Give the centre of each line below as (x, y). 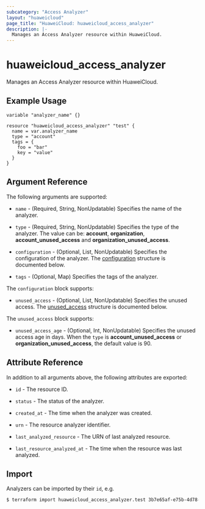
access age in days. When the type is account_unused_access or (98, 337)
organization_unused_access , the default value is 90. (84, 343)
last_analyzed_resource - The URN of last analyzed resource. (93, 436)
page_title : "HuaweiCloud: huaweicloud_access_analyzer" (80, 23)
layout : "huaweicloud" (35, 18)
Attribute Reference (45, 363)
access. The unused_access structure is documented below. (91, 307)
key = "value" (35, 152)
